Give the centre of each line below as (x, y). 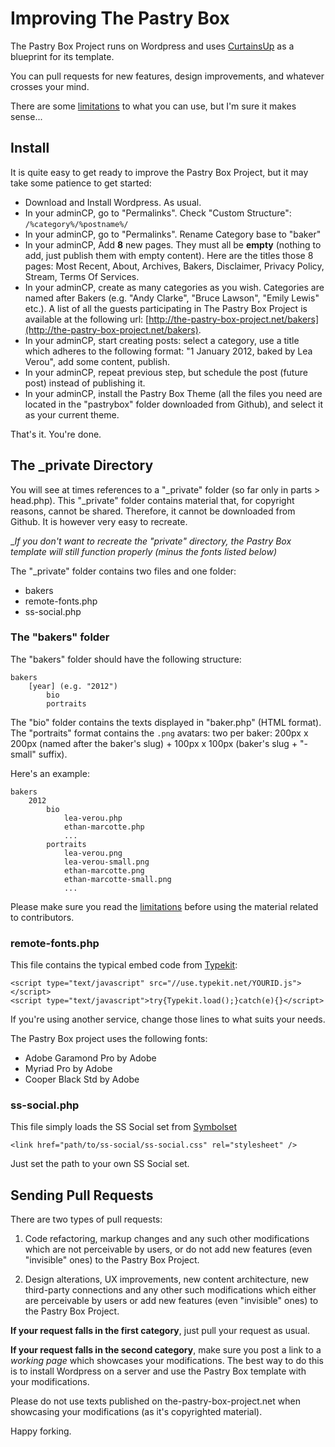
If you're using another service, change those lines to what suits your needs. (168, 1019)
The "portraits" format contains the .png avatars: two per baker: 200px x (159, 733)
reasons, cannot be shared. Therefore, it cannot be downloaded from (153, 511)
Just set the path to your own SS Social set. (100, 1164)
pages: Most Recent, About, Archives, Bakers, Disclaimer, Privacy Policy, (174, 266)
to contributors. (42, 917)
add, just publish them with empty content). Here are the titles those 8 (169, 255)
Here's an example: (50, 773)
